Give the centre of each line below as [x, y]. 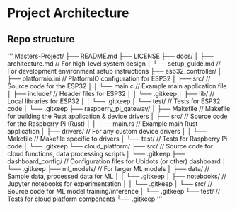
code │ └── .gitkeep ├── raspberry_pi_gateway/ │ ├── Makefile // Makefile [119, 109]
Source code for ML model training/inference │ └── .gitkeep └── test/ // [114, 191]
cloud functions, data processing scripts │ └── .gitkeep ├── [96, 154]
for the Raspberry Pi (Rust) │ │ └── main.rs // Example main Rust [103, 124]
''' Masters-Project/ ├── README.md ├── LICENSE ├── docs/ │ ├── [110, 56]
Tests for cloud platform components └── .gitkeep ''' [85, 199]
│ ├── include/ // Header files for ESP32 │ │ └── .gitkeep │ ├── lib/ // [111, 94]
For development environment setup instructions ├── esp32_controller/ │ [115, 71]
